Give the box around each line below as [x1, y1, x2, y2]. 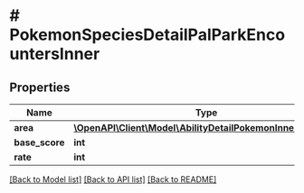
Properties [9, 79, 71, 95]
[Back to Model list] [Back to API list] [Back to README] [9, 174, 217, 185]
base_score [14, 136, 65, 149]
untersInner [9, 44, 100, 64]
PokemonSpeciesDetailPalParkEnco [9, 24, 286, 45]
